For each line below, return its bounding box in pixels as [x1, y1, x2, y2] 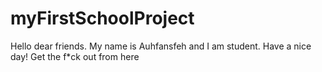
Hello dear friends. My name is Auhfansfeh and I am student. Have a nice [10, 40, 312, 52]
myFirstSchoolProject [10, 7, 195, 30]
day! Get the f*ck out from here [10, 50, 140, 62]
